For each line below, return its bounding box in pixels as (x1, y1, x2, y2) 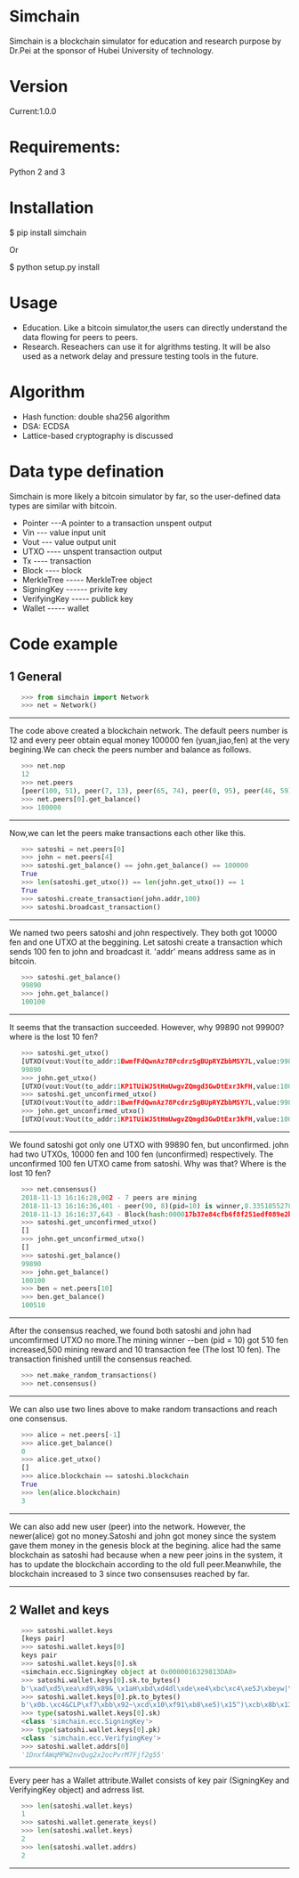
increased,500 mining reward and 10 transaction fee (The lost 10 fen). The (9, 1345, 281, 1355)
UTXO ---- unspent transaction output (21, 546, 163, 557)
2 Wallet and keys (9, 1603, 109, 1618)
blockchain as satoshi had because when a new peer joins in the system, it (9, 1549, 283, 1560)
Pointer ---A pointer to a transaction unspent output (21, 517, 212, 528)
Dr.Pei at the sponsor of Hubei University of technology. (9, 45, 214, 55)
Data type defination (9, 461, 165, 482)
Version (9, 77, 69, 97)
